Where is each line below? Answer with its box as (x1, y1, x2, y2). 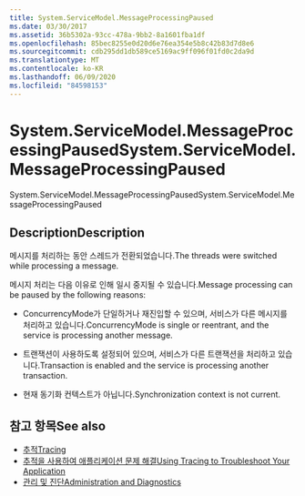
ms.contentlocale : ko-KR (9, 65, 104, 74)
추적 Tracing (22, 444, 66, 455)
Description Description (9, 225, 146, 240)
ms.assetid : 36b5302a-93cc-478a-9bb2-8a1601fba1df (9, 30, 206, 39)
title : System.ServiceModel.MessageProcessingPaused (9, 13, 214, 23)
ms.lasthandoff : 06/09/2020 (9, 73, 117, 82)
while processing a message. (9, 260, 119, 271)
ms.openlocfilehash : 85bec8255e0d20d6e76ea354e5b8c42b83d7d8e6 (9, 38, 255, 48)
